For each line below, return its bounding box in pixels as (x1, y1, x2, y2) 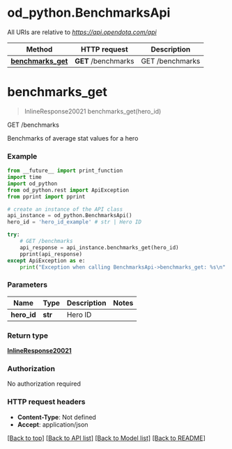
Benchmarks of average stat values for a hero (7, 134, 139, 142)
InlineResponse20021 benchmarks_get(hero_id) (24, 107, 162, 116)
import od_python (7, 180, 58, 187)
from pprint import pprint (7, 193, 86, 200)
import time (7, 174, 42, 181)
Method (26, 44, 53, 54)
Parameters (7, 280, 47, 290)
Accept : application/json (17, 420, 88, 429)
